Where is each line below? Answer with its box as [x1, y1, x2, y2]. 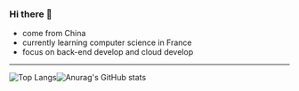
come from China [21, 28, 86, 39]
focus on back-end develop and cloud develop [21, 47, 194, 57]
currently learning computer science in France [21, 37, 193, 48]
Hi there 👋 [9, 8, 53, 20]
